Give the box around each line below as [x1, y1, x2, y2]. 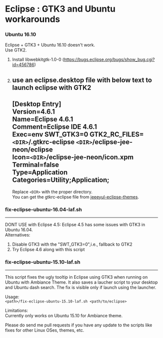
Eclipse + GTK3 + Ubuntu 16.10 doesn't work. [5, 42, 96, 48]
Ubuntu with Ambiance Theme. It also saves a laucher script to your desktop [5, 279, 158, 285]
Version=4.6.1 [12, 108, 55, 116]
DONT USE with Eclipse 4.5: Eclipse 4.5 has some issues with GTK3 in [5, 221, 146, 227]
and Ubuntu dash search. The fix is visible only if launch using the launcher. [5, 285, 157, 290]
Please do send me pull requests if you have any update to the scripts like [5, 322, 153, 328]
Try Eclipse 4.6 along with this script [12, 246, 85, 252]
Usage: [5, 294, 19, 300]
